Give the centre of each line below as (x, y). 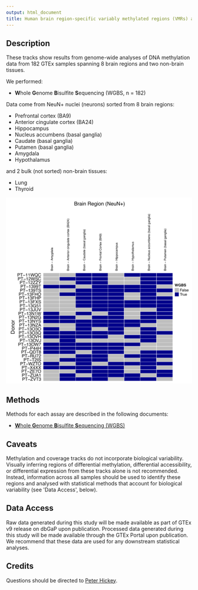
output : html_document (34, 12)
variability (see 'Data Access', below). (52, 490)
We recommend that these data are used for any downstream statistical (93, 541)
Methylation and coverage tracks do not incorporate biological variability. (95, 458)
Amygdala (27, 154)
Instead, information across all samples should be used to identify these (93, 477)
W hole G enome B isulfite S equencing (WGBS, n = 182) (80, 93)
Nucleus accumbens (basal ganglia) (58, 135)
